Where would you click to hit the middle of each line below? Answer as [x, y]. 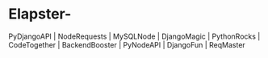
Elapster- [40, 14]
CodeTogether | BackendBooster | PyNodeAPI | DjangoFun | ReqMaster [127, 44]
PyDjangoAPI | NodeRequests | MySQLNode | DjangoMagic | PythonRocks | [134, 36]
